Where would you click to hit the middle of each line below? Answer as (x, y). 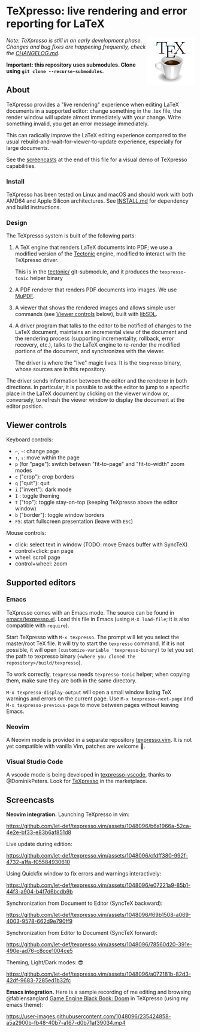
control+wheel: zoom (41, 564)
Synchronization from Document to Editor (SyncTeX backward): (84, 903)
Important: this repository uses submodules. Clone (71, 65)
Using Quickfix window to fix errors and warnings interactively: (84, 874)
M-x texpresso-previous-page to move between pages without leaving (93, 705)
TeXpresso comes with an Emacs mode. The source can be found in (90, 612)
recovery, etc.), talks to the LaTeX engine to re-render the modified (97, 345)
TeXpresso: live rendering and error (97, 11)
